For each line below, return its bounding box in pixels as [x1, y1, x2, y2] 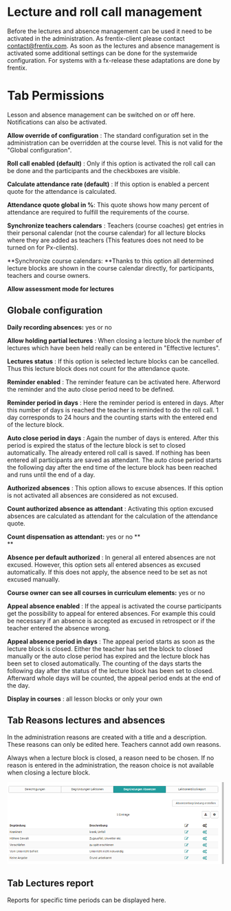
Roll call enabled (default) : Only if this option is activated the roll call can [7, 159, 216, 168]
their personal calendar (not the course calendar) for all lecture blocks [7, 228, 206, 237]
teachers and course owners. [7, 271, 91, 279]
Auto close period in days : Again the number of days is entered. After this [7, 434, 219, 442]
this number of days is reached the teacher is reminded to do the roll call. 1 [7, 406, 219, 414]
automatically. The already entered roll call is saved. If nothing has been [7, 448, 211, 457]
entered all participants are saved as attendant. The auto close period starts [7, 456, 222, 464]
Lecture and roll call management [7, 4, 202, 20]
